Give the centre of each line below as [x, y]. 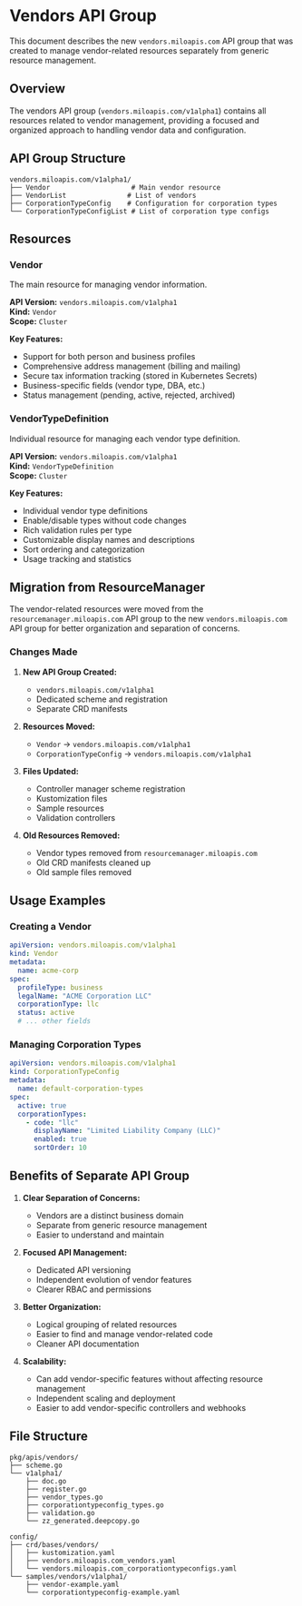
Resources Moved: [58, 726]
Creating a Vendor [51, 926]
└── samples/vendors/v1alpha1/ [68, 1576]
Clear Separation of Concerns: [81, 1197]
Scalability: [44, 1361]
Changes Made [44, 652]
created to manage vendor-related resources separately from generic [139, 50]
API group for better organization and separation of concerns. [125, 628]
